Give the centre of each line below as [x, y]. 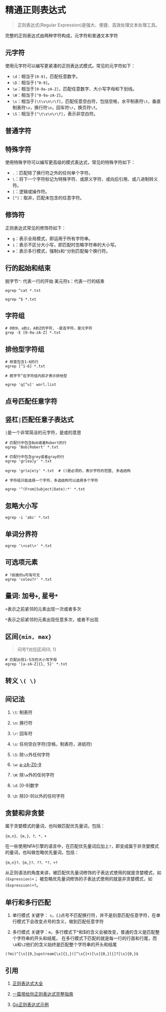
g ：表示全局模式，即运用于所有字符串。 [53, 238]
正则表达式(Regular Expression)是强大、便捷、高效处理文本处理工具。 [88, 25]
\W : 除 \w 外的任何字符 [33, 774]
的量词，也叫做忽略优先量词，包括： [42, 853]
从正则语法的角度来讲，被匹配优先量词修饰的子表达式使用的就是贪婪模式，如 [83, 873]
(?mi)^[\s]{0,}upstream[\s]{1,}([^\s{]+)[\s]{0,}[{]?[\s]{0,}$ [72, 954]
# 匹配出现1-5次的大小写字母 [31, 660]
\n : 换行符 [23, 723]
